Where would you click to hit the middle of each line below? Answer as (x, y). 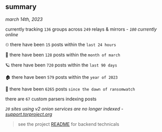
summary (21, 7)
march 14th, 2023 (24, 19)
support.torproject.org (29, 114)
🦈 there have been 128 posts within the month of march (63, 55)
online (12, 34)
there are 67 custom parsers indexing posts (51, 99)
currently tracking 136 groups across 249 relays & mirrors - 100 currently (81, 29)
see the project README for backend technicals (68, 124)
